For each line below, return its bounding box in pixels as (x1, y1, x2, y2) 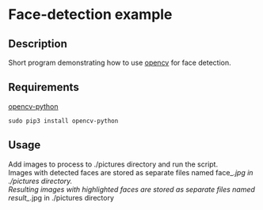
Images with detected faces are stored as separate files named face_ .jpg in (8, 167, 253, 177)
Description (8, 37, 67, 51)
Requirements (8, 81, 79, 94)
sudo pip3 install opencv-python (8, 117, 119, 125)
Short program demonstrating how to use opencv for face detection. (8, 58, 231, 67)
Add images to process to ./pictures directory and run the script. (8, 159, 219, 169)
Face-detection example (8, 6, 173, 24)
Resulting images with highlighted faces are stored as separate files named (8, 184, 256, 194)
